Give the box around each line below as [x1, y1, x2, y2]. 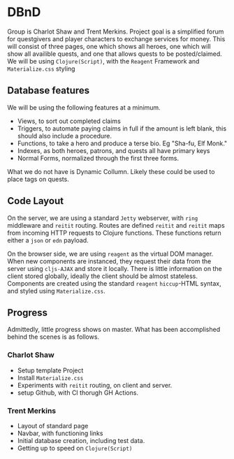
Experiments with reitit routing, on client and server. [17, 381, 173, 389]
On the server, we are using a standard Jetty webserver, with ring [7, 214, 198, 222]
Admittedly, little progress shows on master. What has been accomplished [7, 326, 221, 334]
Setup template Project [17, 366, 84, 374]
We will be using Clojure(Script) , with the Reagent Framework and [7, 57, 200, 65]
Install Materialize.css [17, 373, 84, 381]
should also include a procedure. [17, 131, 112, 140]
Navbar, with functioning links [17, 429, 103, 437]
